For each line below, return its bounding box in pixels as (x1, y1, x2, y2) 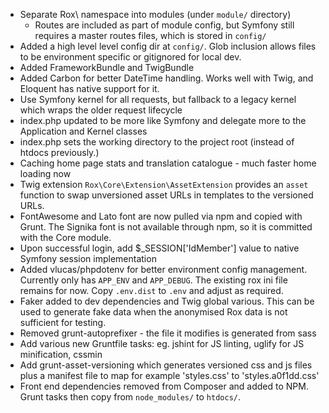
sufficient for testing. (19, 317, 107, 328)
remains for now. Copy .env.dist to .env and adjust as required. (19, 285, 284, 296)
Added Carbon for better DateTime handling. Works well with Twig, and (19, 72, 314, 84)
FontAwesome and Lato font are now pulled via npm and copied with (19, 210, 303, 222)
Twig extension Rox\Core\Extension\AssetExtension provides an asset (19, 179, 309, 190)
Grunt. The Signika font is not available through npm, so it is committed (19, 221, 313, 233)
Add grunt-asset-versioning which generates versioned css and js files (19, 359, 313, 371)
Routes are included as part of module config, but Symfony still (34, 19, 295, 31)
